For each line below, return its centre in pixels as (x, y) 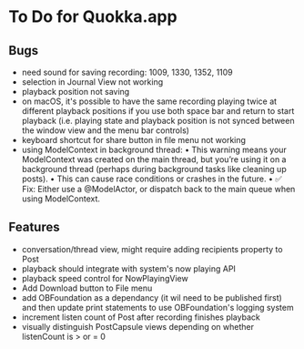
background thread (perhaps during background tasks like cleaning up (154, 169)
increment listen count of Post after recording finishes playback (141, 317)
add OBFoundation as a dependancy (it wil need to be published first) (152, 297)
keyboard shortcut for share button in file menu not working (134, 140)
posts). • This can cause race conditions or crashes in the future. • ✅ (152, 179)
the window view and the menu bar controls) (106, 130)
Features (34, 227)
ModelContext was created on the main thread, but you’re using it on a (154, 159)
